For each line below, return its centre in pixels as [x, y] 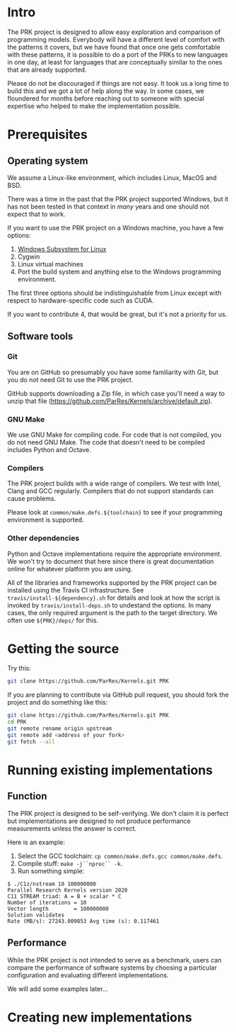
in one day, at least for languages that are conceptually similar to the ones [115, 62]
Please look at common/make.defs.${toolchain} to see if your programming [115, 512]
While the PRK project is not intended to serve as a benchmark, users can [114, 960]
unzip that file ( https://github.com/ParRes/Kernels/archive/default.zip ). [110, 400]
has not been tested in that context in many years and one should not [108, 206]
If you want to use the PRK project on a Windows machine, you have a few [116, 228]
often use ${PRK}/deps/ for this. [53, 620]
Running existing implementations [110, 770]
